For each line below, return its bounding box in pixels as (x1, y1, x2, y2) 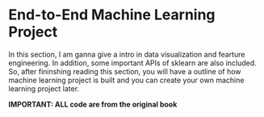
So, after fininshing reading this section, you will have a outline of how (8, 66, 241, 76)
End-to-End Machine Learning (8, 6, 216, 24)
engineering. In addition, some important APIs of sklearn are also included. (8, 58, 257, 68)
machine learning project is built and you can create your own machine (8, 75, 245, 85)
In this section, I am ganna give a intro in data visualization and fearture (8, 49, 245, 59)
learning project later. (8, 83, 79, 94)
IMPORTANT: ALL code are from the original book (8, 99, 178, 109)
